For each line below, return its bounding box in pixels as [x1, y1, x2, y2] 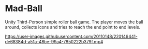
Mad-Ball [5, 3, 43, 14]
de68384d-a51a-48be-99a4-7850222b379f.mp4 [5, 38, 104, 44]
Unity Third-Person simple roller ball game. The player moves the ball [5, 19, 144, 25]
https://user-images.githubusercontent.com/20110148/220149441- [5, 33, 138, 39]
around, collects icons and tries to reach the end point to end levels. [5, 24, 141, 30]
